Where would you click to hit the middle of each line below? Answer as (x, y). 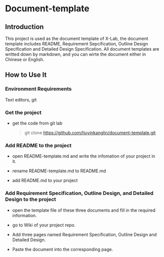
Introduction (25, 27)
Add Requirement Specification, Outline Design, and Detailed (79, 193)
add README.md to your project (45, 181)
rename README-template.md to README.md (59, 171)
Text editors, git (21, 99)
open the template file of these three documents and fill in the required (84, 210)
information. (24, 215)
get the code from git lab (37, 123)
